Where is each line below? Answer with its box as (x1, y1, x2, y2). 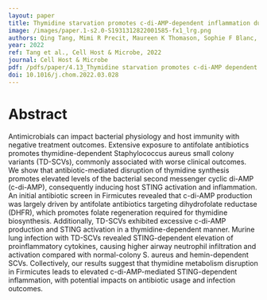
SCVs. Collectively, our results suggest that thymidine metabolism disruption (8, 258, 258, 267)
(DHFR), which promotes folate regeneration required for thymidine (8, 208, 228, 217)
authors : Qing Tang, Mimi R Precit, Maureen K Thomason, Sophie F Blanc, (8, 33, 258, 42)
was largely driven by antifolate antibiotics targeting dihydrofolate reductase (8, 199, 257, 208)
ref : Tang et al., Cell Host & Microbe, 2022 (8, 49, 161, 56)
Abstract (8, 105, 68, 123)
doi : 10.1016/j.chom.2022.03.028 (8, 71, 119, 79)
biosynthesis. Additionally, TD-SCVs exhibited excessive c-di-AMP (8, 216, 226, 225)
